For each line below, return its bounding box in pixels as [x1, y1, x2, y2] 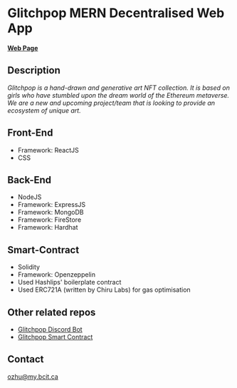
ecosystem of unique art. [7, 106, 81, 115]
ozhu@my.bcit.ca [7, 372, 58, 381]
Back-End [7, 173, 52, 186]
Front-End [7, 127, 53, 139]
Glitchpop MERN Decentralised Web [7, 5, 225, 21]
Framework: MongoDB [17, 208, 84, 217]
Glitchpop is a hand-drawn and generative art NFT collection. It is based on [7, 83, 230, 92]
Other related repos [7, 306, 96, 318]
